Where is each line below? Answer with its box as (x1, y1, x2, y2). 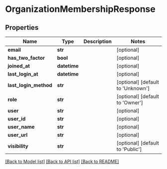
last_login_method (7, 82, 53, 88)
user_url (7, 132, 28, 138)
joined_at (7, 63, 30, 69)
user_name (7, 123, 35, 130)
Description (83, 38, 112, 45)
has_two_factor (7, 55, 45, 61)
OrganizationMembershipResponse (5, 3, 156, 15)
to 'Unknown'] (116, 85, 150, 91)
